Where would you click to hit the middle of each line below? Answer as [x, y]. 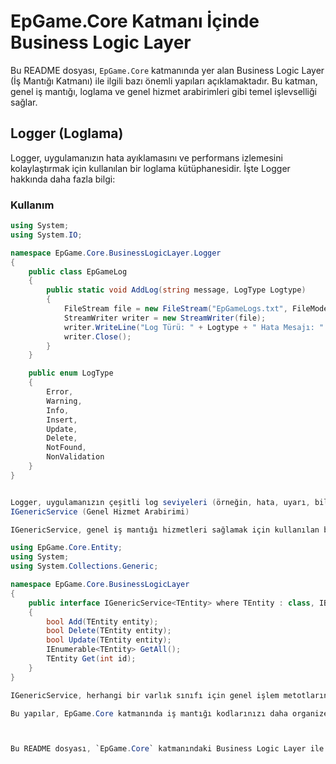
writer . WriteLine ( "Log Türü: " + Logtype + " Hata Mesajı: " [194, 327]
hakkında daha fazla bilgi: [63, 179]
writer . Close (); [97, 336]
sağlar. [24, 102]
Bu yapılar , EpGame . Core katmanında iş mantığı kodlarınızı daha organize [169, 713]
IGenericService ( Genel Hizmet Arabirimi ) [100, 511]
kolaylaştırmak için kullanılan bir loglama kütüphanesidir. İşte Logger [150, 168]
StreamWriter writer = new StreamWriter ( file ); [165, 318]
